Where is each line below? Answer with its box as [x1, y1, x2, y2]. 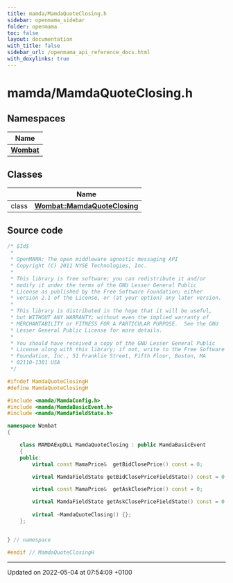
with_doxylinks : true [7, 56, 70, 62]
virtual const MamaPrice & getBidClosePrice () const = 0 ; [32, 461, 203, 468]
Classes [7, 169, 43, 180]
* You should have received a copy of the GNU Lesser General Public [10, 339, 216, 347]
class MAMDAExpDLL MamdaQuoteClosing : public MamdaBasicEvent [19, 441, 207, 448]
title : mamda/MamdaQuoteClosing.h [7, 10, 107, 17]
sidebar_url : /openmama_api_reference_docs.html [7, 49, 150, 56]
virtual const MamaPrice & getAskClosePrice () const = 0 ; [32, 486, 203, 493]
